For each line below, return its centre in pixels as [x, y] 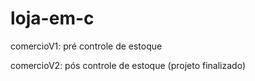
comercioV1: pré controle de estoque [86, 46]
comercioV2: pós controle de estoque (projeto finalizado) [128, 65]
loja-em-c [52, 18]
